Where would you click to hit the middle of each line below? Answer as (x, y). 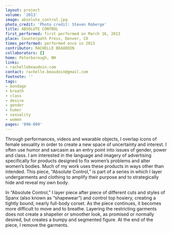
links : (12, 62)
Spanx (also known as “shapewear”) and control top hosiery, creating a (81, 198)
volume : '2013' (22, 15)
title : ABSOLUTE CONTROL (32, 29)
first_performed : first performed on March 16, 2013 (63, 34)
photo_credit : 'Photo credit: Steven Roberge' (56, 24)
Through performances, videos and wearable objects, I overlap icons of (81, 139)
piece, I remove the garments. (37, 225)
